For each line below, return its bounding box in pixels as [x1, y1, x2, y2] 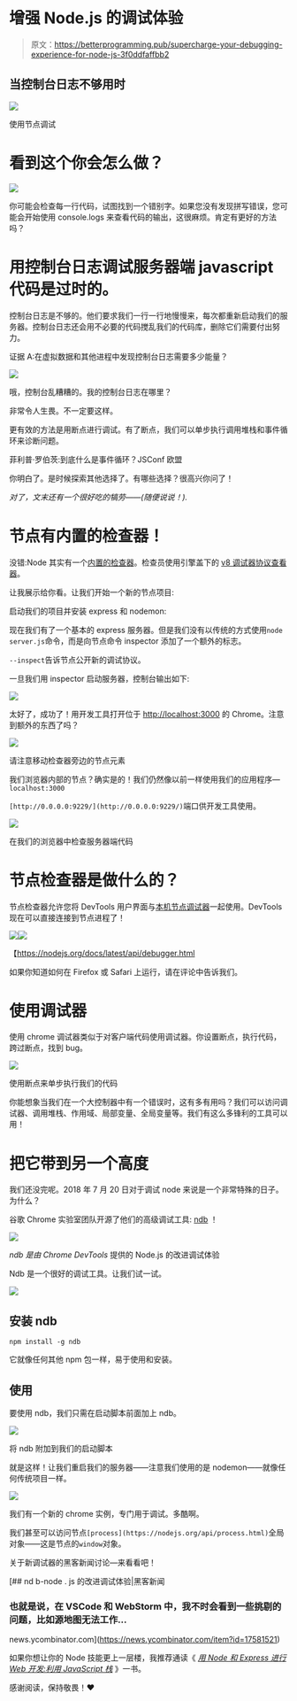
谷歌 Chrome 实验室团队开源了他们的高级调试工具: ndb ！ [9, 1214, 218, 1225]
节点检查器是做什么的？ [9, 870, 180, 890]
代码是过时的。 [9, 279, 118, 299]
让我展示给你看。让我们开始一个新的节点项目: [9, 586, 175, 598]
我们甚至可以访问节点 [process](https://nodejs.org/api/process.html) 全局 [9, 1527, 285, 1537]
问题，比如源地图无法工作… [9, 1613, 127, 1626]
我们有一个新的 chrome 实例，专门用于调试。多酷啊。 [9, 1509, 205, 1519]
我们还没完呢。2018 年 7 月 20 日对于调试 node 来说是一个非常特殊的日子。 [9, 1184, 284, 1195]
